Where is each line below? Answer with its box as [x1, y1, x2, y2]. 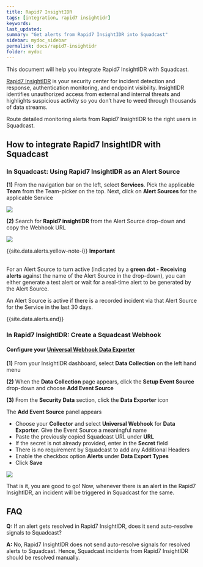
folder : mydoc [6, 49, 43, 55]
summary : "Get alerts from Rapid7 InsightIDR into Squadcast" [6, 32, 168, 38]
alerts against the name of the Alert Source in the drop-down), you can [6, 272, 186, 280]
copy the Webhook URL [6, 224, 66, 231]
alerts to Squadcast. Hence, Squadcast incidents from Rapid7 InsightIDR [6, 547, 188, 555]
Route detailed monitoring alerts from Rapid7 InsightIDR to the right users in [6, 115, 197, 122]
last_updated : [6, 26, 43, 32]
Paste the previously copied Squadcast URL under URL [15, 432, 154, 440]
